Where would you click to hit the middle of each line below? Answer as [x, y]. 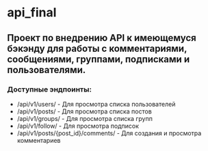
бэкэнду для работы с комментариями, [97, 48]
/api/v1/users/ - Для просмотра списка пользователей [96, 104]
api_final [32, 13]
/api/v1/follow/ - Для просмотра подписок [78, 126]
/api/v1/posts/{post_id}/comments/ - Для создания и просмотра [109, 133]
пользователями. [47, 70]
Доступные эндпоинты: [50, 89]
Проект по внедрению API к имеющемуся [102, 38]
